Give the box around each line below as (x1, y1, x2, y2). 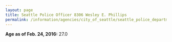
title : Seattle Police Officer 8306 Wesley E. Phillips (5, 12, 127, 17)
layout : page (5, 7, 33, 13)
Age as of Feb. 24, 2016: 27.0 (5, 31, 68, 37)
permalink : (5, 17, 29, 22)
